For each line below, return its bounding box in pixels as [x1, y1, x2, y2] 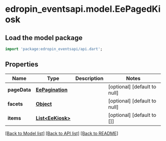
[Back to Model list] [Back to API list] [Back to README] [5, 130, 119, 136]
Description [75, 75, 104, 82]
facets [7, 100, 23, 107]
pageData [7, 86, 31, 93]
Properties [5, 60, 39, 69]
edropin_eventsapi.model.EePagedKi [5, 3, 161, 15]
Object [36, 100, 52, 107]
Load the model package [5, 34, 83, 42]
